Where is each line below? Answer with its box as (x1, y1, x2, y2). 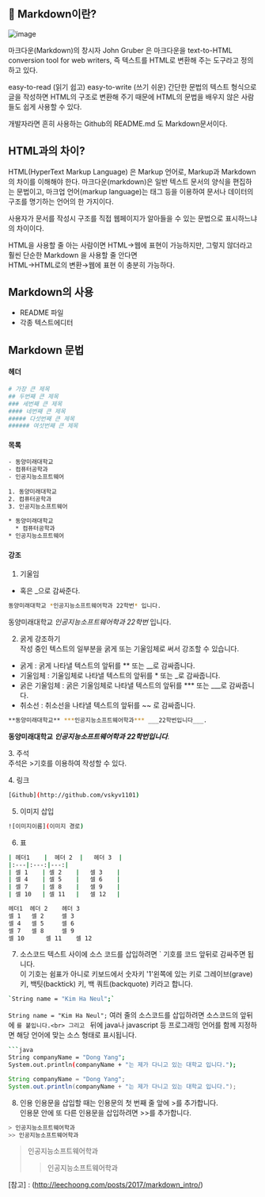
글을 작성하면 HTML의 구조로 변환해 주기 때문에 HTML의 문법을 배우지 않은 (8, 92, 240, 102)
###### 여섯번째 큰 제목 (8, 422, 79, 430)
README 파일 (19, 308, 64, 317)
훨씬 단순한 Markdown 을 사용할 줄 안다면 (8, 250, 138, 259)
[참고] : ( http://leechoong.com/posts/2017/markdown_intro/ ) (8, 1180, 203, 1190)
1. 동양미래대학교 (8, 487, 58, 496)
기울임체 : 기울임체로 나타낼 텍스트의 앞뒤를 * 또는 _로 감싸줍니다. (19, 671, 221, 681)
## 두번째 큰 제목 (8, 392, 59, 401)
